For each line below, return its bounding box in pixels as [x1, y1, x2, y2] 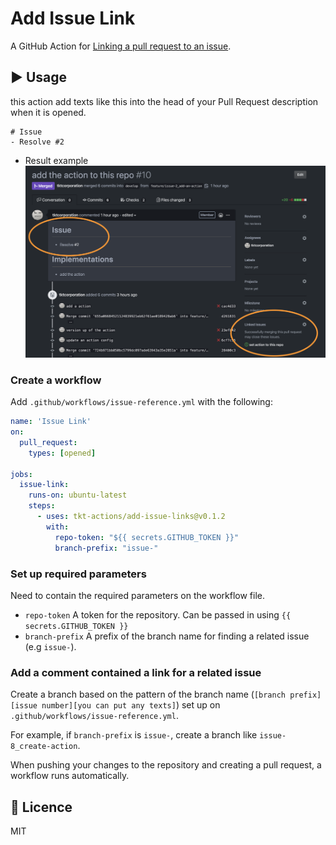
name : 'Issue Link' [10, 417, 92, 427]
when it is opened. [10, 106, 87, 118]
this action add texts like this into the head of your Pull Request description [10, 95, 319, 107]
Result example [24, 154, 89, 166]
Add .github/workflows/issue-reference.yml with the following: [10, 396, 273, 408]
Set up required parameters [10, 567, 147, 581]
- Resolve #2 [10, 137, 65, 147]
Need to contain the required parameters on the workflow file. [10, 589, 265, 601]
